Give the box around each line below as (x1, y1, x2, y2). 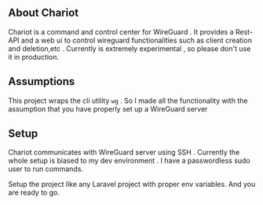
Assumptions (8, 75, 75, 89)
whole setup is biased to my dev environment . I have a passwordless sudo (8, 156, 251, 166)
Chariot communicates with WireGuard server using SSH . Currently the (8, 148, 240, 157)
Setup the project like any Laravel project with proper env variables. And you (8, 180, 256, 189)
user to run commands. (8, 164, 84, 174)
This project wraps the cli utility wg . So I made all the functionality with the (8, 96, 248, 105)
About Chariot (8, 6, 79, 20)
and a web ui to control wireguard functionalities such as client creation (20, 35, 253, 45)
